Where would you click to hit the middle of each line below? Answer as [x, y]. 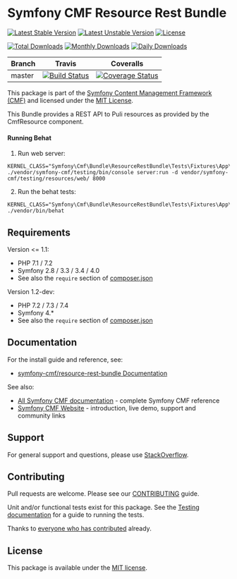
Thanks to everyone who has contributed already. [79, 529]
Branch [23, 63]
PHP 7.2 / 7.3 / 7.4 [43, 305]
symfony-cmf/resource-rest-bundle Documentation [92, 373]
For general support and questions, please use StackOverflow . [98, 455]
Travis [66, 63]
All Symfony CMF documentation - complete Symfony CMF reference [119, 401]
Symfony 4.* [36, 312]
